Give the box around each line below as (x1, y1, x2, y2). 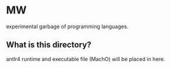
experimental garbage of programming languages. (6, 23, 129, 30)
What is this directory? (6, 40, 91, 50)
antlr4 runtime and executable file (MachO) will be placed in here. (6, 55, 166, 62)
